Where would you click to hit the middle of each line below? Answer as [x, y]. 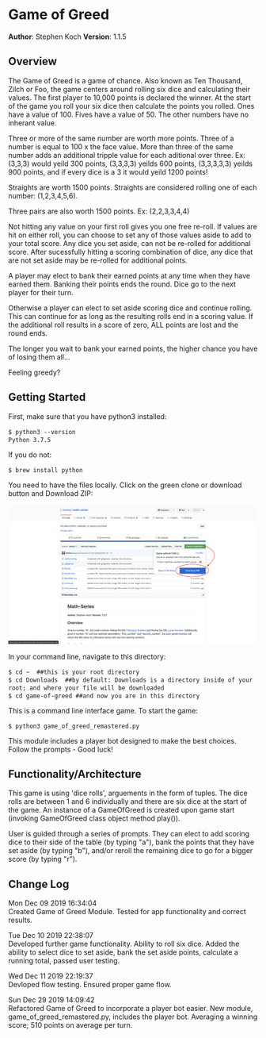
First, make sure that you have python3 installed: [87, 416]
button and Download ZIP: [51, 493]
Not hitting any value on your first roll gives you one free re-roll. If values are [133, 226]
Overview [33, 62]
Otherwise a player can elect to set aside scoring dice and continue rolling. [130, 308]
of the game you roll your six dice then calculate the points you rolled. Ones [131, 106]
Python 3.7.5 [30, 440]
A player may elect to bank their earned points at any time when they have [129, 275]
